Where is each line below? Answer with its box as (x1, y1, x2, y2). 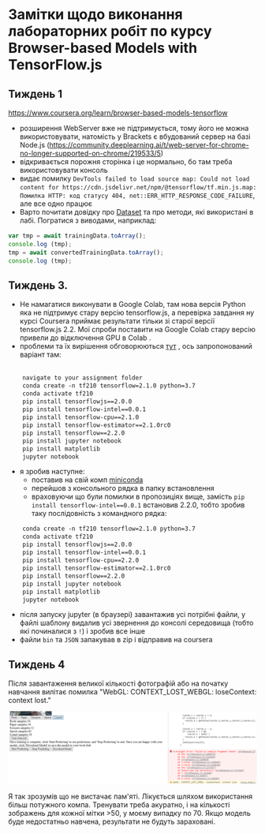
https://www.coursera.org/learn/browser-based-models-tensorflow (8, 108, 228, 118)
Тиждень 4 (8, 657, 65, 671)
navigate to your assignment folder (22, 374, 144, 382)
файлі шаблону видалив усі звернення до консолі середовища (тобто (19, 618, 254, 628)
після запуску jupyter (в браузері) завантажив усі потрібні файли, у (19, 610, 246, 619)
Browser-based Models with (8, 39, 198, 57)
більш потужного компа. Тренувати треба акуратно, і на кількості (8, 799, 230, 810)
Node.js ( (19, 140, 50, 149)
